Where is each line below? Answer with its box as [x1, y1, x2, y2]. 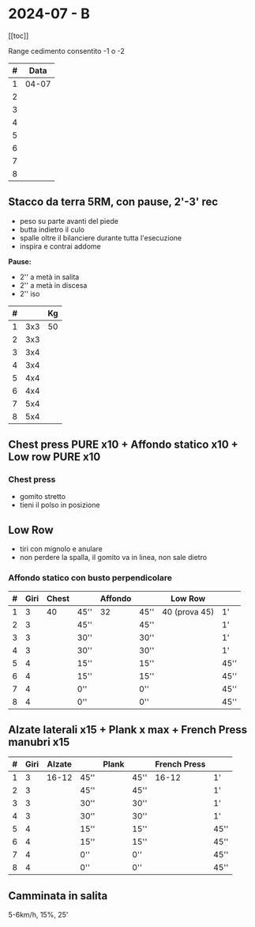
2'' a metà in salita [19, 272, 80, 282]
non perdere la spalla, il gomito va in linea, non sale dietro [19, 553, 208, 562]
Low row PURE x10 [8, 450, 101, 464]
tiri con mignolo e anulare [19, 544, 103, 554]
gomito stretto [19, 492, 66, 501]
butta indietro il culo [19, 225, 85, 234]
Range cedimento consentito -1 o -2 [8, 46, 125, 55]
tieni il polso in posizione [19, 500, 100, 510]
